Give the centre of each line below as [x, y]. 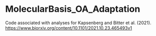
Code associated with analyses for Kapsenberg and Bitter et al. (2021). [79, 23]
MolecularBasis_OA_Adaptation [73, 9]
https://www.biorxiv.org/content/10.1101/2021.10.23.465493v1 [69, 28]
